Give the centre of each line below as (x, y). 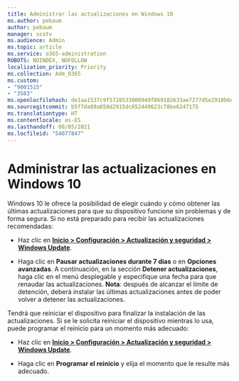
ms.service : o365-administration (57, 54)
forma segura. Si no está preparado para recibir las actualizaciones (106, 219)
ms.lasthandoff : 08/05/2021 (49, 127)
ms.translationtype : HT (43, 113)
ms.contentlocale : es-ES (44, 120)
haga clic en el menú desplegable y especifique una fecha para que (117, 277)
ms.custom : (23, 80)
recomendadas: (30, 226)
